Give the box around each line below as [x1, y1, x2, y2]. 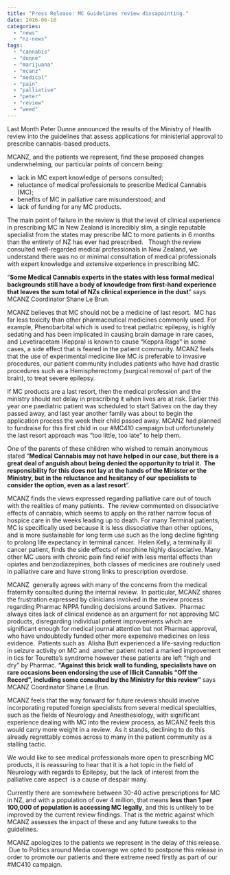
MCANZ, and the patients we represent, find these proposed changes [7, 153, 205, 161]
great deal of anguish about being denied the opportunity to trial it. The [7, 458, 216, 467]
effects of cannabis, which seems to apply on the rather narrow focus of [7, 509, 211, 517]
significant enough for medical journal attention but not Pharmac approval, [7, 624, 218, 632]
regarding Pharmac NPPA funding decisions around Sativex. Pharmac [7, 602, 206, 610]
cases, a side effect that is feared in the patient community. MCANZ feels [7, 344, 214, 353]
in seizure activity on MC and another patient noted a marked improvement [7, 646, 221, 654]
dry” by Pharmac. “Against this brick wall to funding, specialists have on [7, 661, 216, 669]
